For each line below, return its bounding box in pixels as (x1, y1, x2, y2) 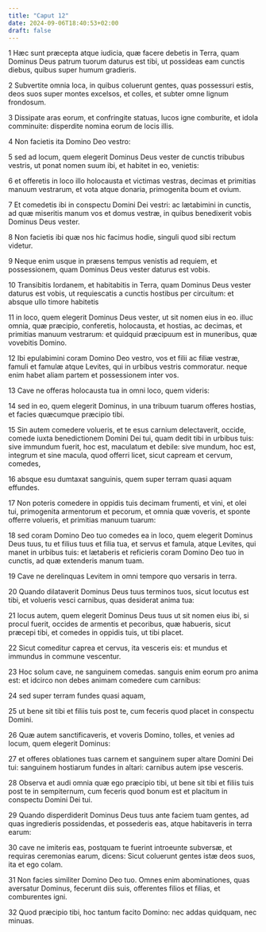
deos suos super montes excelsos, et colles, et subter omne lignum (8, 89, 229, 99)
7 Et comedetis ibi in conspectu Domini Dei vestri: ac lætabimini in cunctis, (8, 200, 252, 210)
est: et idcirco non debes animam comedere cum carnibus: (8, 676, 201, 685)
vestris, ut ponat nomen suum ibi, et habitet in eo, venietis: (8, 161, 200, 170)
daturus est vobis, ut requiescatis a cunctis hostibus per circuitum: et (8, 288, 234, 299)
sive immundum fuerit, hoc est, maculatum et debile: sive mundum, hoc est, (8, 442, 256, 452)
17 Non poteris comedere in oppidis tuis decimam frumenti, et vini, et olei (8, 499, 247, 508)
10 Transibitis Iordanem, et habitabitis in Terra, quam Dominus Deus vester (8, 280, 252, 290)
